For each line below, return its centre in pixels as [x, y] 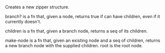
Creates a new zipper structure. [37, 7]
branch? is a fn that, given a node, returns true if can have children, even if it [82, 16]
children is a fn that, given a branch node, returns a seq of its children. [76, 31]
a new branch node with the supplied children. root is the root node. [74, 45]
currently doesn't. [23, 22]
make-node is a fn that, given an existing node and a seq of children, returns [83, 40]
